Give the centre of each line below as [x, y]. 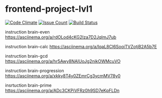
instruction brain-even [27, 32]
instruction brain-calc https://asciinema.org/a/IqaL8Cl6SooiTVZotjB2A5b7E [81, 46]
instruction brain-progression [35, 70]
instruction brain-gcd [26, 56]
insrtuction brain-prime [28, 85]
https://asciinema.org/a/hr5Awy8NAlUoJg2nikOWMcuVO [63, 61]
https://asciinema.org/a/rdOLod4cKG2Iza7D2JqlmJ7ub [61, 37]
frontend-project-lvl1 [49, 9]
